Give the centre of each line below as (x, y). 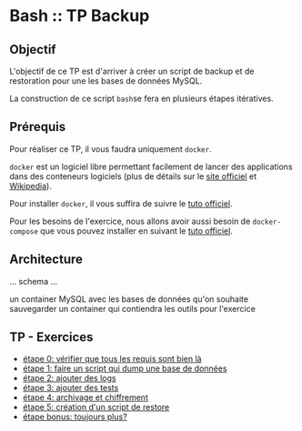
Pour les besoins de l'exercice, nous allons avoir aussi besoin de (130, 221)
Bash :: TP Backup (80, 16)
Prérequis (38, 127)
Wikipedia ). (30, 185)
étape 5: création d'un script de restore (96, 407)
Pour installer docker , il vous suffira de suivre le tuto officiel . (121, 203)
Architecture (46, 260)
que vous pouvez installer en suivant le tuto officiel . (137, 231)
